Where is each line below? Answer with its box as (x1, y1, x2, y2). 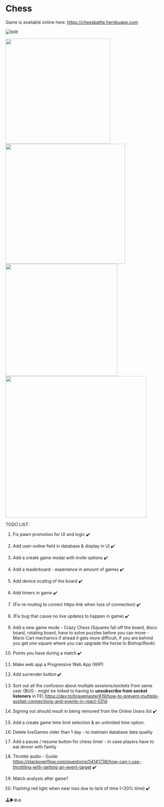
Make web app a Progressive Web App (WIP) (12, 661, 104, 667)
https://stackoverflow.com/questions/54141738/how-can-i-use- (12, 758, 141, 764)
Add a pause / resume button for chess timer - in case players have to (12, 739, 154, 745)
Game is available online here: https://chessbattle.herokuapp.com (5, 19, 139, 25)
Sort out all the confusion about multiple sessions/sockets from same (12, 683, 153, 688)
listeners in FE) (12, 693, 44, 699)
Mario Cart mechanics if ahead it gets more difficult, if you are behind (12, 635, 153, 641)
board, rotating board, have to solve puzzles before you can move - (12, 629, 149, 635)
